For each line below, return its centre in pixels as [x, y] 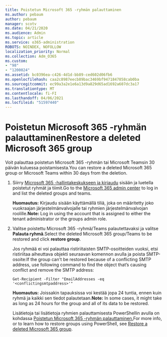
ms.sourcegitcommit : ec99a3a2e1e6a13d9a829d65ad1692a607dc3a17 [72, 84]
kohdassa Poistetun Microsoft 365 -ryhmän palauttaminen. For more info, [87, 319]
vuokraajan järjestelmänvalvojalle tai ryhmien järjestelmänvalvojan [80, 208]
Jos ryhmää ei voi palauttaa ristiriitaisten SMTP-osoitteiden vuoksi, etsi [85, 249]
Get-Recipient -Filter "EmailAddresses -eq [58, 279]
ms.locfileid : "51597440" [32, 103]
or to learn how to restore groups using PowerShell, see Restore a [80, 324]
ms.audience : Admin [25, 33]
